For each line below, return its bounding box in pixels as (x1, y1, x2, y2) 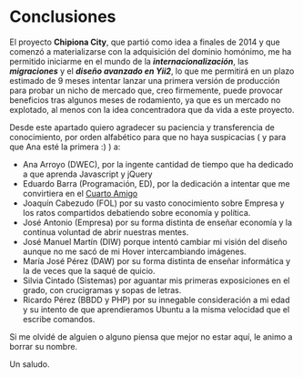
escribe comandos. (22, 313, 96, 324)
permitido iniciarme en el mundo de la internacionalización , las (9, 56, 248, 66)
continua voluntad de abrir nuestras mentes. (22, 226, 189, 238)
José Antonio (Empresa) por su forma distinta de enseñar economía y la (22, 217, 293, 228)
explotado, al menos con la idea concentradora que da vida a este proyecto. (9, 104, 295, 115)
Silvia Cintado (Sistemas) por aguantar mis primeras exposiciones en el (22, 275, 290, 286)
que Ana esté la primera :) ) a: (9, 141, 121, 152)
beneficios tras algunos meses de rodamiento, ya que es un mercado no (9, 94, 281, 106)
